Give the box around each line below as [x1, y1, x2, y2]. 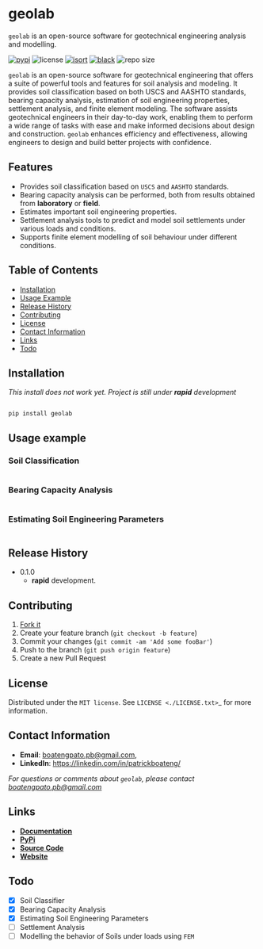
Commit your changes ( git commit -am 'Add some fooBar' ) [19, 637, 213, 646]
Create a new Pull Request [19, 653, 107, 663]
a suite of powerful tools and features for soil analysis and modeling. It [8, 78, 238, 88]
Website [19, 851, 48, 861]
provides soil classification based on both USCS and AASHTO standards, [8, 86, 247, 96]
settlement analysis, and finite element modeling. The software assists [8, 104, 238, 113]
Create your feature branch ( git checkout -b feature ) [19, 628, 198, 638]
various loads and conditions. [19, 224, 116, 233]
